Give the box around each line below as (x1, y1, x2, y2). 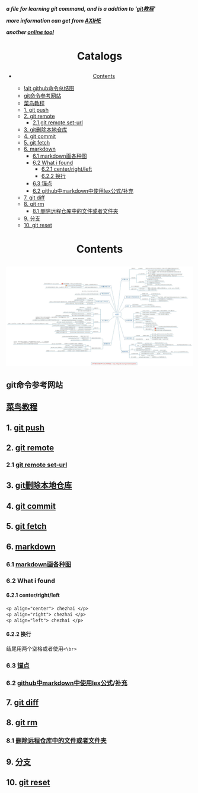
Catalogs (76, 49, 123, 63)
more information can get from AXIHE (6, 17, 102, 24)
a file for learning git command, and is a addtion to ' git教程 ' (6, 5, 156, 12)
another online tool (6, 29, 55, 36)
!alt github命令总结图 (23, 85, 75, 92)
